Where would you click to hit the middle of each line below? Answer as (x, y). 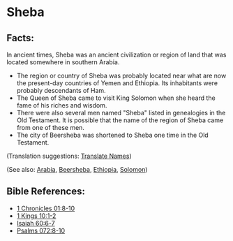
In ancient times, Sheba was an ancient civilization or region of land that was (116, 54)
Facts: (20, 38)
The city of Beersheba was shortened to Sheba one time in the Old (112, 135)
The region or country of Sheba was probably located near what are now (121, 75)
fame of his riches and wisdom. (62, 105)
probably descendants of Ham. (61, 90)
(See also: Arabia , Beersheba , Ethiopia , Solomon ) (77, 169)
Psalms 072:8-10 (41, 231)
